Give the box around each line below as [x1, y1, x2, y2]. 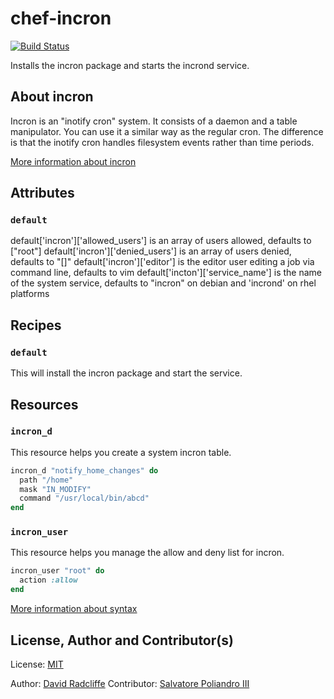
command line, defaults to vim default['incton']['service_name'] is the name [10, 267, 323, 279]
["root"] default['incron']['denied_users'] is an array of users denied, [10, 245, 292, 257]
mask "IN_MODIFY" [19, 484, 92, 494]
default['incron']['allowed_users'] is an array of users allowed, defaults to [10, 235, 312, 247]
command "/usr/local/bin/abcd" [19, 493, 150, 504]
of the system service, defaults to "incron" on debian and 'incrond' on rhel [10, 277, 317, 289]
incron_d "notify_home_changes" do [10, 465, 159, 476]
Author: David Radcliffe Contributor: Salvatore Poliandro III [10, 677, 250, 689]
